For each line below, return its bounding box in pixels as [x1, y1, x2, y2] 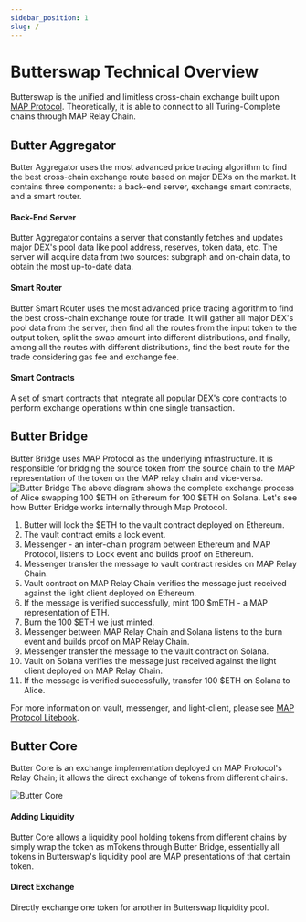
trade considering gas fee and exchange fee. [10, 351, 180, 362]
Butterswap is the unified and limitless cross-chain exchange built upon [10, 91, 280, 102]
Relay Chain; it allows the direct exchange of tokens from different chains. [10, 772, 289, 783]
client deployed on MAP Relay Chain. [23, 665, 164, 676]
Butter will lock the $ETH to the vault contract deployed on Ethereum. [23, 519, 285, 531]
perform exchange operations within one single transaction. [10, 402, 236, 413]
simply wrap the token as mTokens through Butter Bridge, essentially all [10, 841, 280, 852]
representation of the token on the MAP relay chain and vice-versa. [10, 472, 264, 483]
